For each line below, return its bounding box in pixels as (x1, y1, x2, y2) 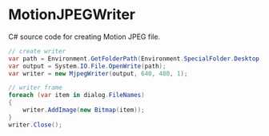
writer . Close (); (8, 121, 62, 129)
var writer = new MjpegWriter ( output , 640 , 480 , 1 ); (8, 69, 188, 77)
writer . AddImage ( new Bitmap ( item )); (22, 106, 146, 115)
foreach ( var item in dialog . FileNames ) (8, 91, 146, 99)
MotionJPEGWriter (8, 6, 136, 24)
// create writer (8, 47, 66, 55)
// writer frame (8, 84, 62, 92)
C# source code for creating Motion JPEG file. (8, 32, 161, 41)
